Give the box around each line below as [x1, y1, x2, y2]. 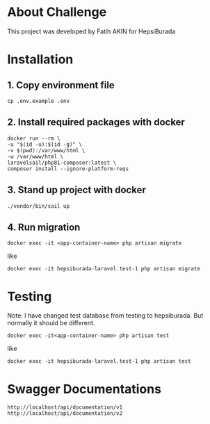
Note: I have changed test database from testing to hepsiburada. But [7, 311, 204, 320]
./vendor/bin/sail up [7, 202, 70, 209]
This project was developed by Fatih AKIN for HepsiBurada [7, 27, 176, 35]
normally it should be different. [7, 319, 95, 327]
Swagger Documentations [7, 381, 162, 397]
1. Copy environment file [7, 79, 115, 91]
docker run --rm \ [7, 135, 60, 142]
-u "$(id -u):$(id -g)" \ [7, 140, 82, 148]
